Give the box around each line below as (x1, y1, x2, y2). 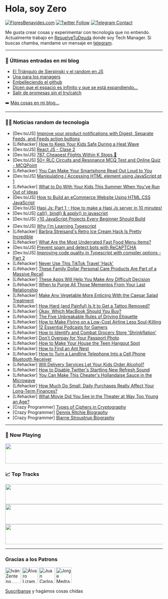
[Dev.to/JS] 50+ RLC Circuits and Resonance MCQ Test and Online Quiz (12, 157, 161, 163)
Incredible (12, 233, 33, 239)
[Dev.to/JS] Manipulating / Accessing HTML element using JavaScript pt (12, 173, 162, 179)
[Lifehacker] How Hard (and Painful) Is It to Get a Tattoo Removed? (12, 303, 150, 309)
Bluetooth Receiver (12, 356, 52, 362)
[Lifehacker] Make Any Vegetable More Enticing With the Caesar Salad (12, 292, 158, 298)
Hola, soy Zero (5, 3, 67, 15)
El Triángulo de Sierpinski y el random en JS (12, 69, 103, 75)
